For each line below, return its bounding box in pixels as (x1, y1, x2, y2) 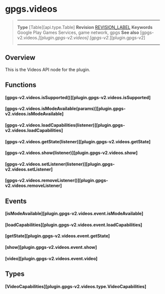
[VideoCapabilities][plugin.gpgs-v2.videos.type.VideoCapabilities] (5, 283, 146, 289)
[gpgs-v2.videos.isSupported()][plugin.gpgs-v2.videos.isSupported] (5, 94, 151, 100)
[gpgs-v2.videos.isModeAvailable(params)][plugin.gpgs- (5, 106, 126, 111)
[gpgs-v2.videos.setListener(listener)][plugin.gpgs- (5, 161, 115, 167)
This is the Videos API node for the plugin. (5, 66, 90, 72)
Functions (5, 81, 37, 89)
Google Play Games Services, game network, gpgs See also (17, 29, 139, 35)
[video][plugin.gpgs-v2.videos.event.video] (5, 255, 98, 261)
